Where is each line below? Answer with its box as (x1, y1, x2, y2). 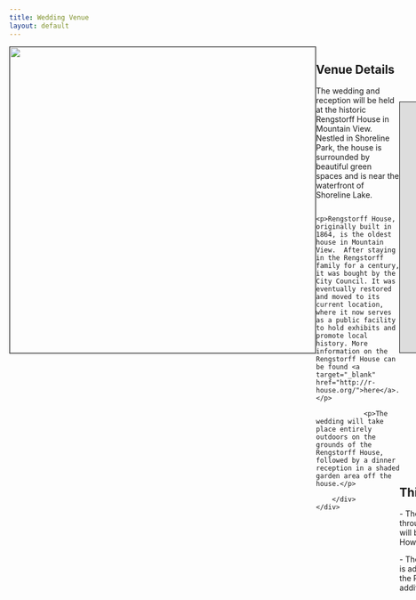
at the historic (316, 104, 367, 116)
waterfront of (316, 180, 364, 191)
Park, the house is (316, 142, 382, 153)
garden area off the (316, 472, 393, 481)
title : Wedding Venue (9, 12, 90, 22)
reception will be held (316, 95, 396, 106)
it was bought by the (316, 269, 396, 279)
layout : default (9, 21, 69, 30)
